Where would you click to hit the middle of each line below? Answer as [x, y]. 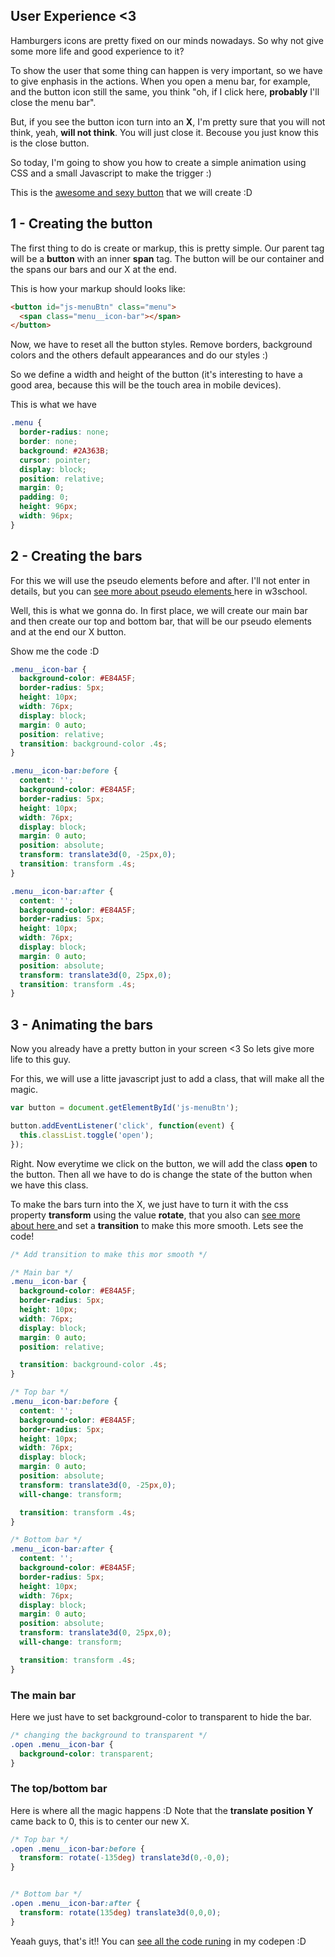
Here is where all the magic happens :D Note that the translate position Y [162, 1810]
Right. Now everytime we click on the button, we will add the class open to [164, 1163]
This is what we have [53, 405]
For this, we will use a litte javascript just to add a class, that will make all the [167, 1079]
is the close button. [50, 143]
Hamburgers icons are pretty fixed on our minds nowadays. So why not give [167, 40]
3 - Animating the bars [82, 1024]
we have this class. [49, 1185]
